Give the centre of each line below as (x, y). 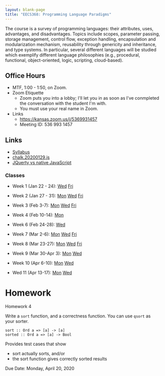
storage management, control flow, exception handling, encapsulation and (81, 39)
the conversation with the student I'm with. (63, 103)
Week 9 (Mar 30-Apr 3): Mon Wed (47, 253)
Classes (15, 176)
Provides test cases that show (36, 344)
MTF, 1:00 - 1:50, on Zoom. (40, 88)
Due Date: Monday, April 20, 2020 (40, 369)
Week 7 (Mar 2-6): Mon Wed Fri (44, 234)
